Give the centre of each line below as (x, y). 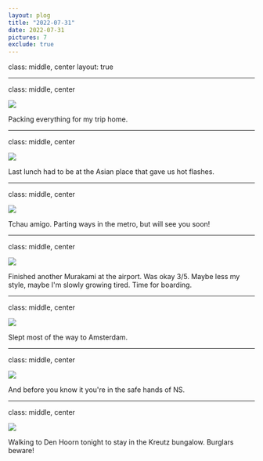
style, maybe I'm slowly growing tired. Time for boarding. (100, 285)
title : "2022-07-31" (42, 23)
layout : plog (29, 15)
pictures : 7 (27, 37)
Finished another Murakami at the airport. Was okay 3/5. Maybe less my (124, 277)
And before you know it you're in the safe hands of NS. (97, 390)
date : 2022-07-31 (36, 30)
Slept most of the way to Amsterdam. (68, 337)
